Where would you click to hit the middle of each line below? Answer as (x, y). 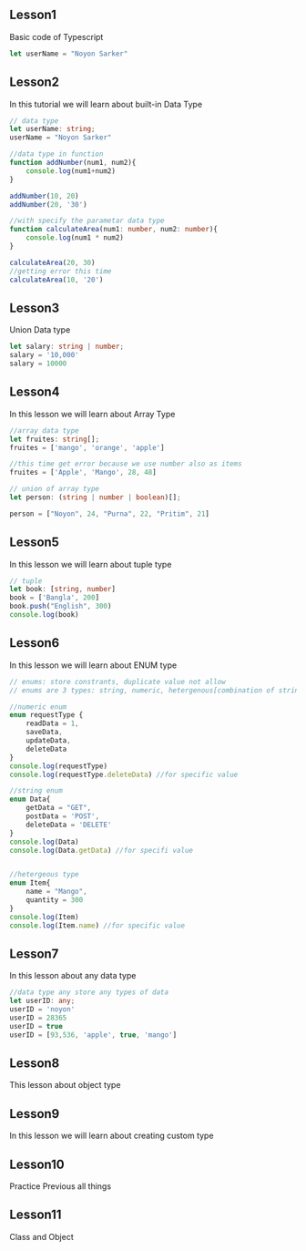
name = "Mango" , (57, 892)
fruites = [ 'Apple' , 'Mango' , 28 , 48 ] (83, 473)
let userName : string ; (52, 129)
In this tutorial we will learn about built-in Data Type (106, 104)
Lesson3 (35, 308)
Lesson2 (35, 82)
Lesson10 (37, 1164)
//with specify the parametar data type (87, 221)
